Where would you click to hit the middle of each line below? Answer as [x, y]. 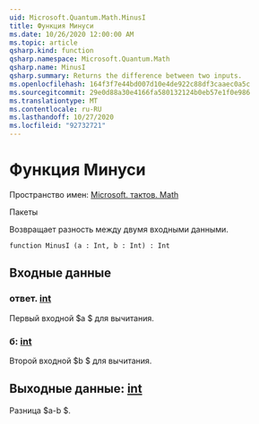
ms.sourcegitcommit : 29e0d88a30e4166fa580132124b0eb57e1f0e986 [130, 92]
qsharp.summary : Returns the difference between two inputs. [126, 76]
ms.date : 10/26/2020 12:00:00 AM [72, 34]
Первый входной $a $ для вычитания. [82, 318]
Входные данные [60, 273]
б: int [21, 341]
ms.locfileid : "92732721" [57, 126]
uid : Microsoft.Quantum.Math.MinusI [78, 17]
